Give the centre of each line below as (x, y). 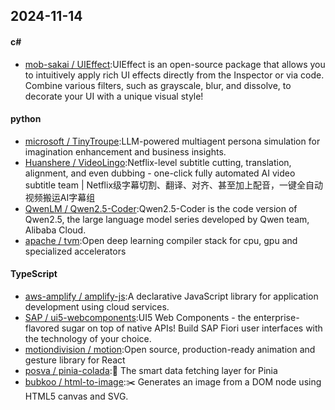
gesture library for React (75, 360)
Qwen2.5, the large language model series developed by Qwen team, (167, 219)
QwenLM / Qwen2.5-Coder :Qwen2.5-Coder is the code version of (161, 208)
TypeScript (34, 274)
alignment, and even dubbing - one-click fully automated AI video (160, 173)
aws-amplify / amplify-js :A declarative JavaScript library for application (171, 296)
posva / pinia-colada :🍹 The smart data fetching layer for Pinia (151, 370)
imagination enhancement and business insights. (125, 151)
